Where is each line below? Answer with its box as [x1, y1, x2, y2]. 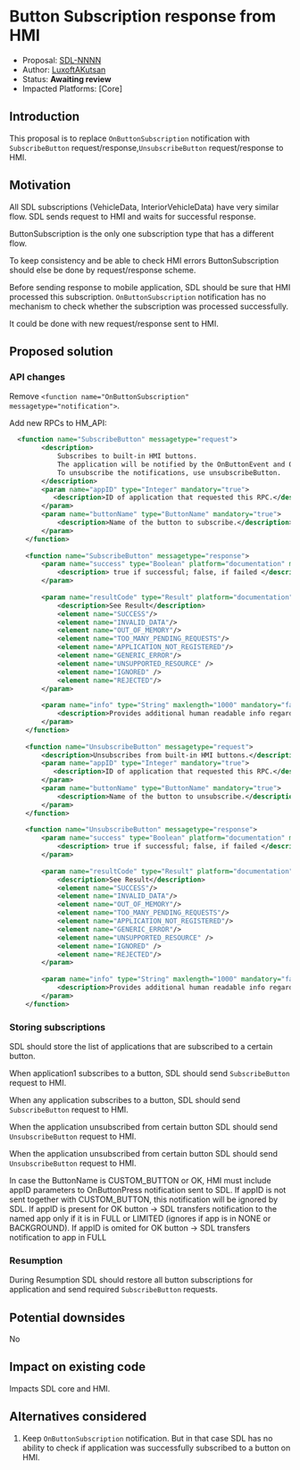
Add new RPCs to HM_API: [9, 418, 107, 429]
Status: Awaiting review [21, 73, 112, 84]
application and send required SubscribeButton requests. [9, 1284, 219, 1295]
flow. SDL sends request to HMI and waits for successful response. [9, 211, 256, 221]
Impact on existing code [9, 1359, 146, 1374]
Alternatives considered [9, 1409, 147, 1424]
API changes [9, 371, 66, 383]
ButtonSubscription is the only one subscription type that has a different [9, 228, 274, 238]
